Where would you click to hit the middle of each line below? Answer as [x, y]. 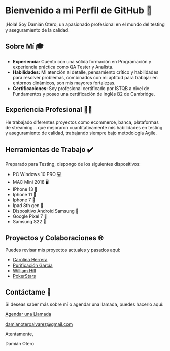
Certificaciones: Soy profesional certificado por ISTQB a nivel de [81, 88]
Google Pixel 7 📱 [30, 216]
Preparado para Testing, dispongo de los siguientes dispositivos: [73, 164]
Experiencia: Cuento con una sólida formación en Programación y [82, 61]
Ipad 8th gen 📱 [28, 206]
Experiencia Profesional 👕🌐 [49, 110]
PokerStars [24, 276]
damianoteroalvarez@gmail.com [39, 324]
